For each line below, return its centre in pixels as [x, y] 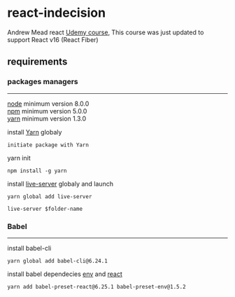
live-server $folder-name [45, 209]
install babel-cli [29, 248]
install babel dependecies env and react [65, 274]
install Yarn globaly [35, 132]
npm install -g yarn [37, 171]
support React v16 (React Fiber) [53, 39]
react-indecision [57, 13]
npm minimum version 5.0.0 [47, 111]
